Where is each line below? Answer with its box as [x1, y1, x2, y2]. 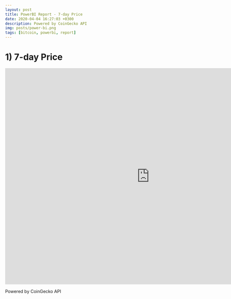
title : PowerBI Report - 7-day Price [5, 12, 83, 17]
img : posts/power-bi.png [5, 26, 56, 31]
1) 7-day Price [5, 51, 63, 63]
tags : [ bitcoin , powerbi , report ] [5, 30, 77, 35]
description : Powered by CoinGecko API [5, 21, 87, 26]
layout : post [5, 7, 32, 12]
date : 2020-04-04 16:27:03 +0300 [5, 16, 74, 21]
